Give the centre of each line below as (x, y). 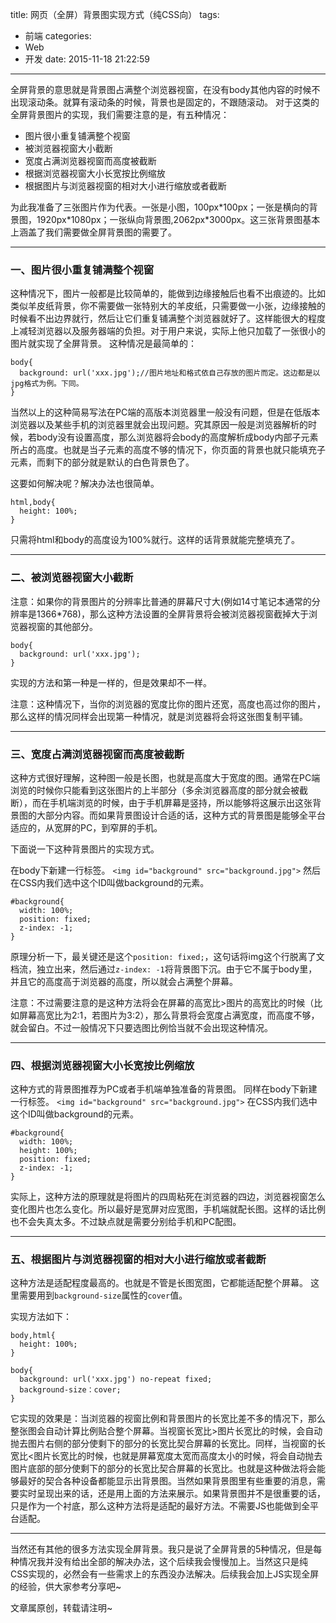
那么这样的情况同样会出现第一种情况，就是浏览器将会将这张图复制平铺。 (159, 716)
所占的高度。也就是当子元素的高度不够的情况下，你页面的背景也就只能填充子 (168, 450)
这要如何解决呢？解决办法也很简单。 (85, 484)
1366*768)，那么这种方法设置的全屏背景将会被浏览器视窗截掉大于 (172, 614)
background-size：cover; (70, 1390)
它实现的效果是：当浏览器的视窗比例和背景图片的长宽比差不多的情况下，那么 (168, 1419)
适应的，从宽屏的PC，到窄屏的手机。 (86, 827)
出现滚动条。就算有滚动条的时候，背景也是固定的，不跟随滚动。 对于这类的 (165, 102)
